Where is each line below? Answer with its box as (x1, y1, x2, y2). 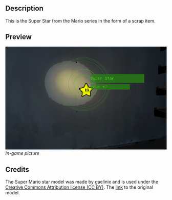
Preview (5, 33, 32, 42)
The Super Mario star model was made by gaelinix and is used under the (5, 179, 159, 185)
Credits (5, 165, 30, 174)
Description (5, 4, 44, 13)
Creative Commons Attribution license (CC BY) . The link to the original (5, 184, 154, 190)
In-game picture (5, 150, 39, 156)
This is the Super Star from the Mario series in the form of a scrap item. (5, 17, 156, 24)
